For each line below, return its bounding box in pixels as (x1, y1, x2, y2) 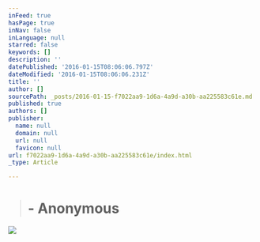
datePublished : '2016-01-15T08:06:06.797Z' (8, 63, 154, 71)
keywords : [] (8, 48, 51, 56)
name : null (15, 122, 51, 130)
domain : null (15, 129, 58, 137)
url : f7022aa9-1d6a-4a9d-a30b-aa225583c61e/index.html (8, 151, 193, 159)
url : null (15, 136, 47, 145)
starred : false (8, 41, 58, 49)
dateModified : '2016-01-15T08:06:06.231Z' (8, 70, 150, 78)
